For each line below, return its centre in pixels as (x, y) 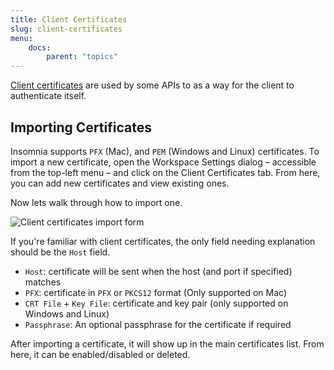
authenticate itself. (48, 96)
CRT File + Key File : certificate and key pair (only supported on (156, 303)
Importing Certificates (81, 127)
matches (43, 282)
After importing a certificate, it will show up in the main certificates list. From (167, 343)
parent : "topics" (82, 57)
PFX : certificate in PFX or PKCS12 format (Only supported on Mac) (156, 292)
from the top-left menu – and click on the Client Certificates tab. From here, (165, 172)
